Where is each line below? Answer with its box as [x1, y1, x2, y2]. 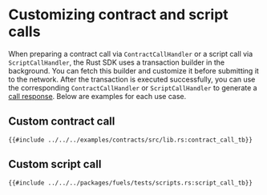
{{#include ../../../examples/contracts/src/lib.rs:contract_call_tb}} [8, 136, 253, 144]
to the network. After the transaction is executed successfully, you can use [8, 74, 256, 84]
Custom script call [8, 157, 102, 171]
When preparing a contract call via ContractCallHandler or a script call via [8, 49, 253, 58]
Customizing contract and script [8, 6, 229, 24]
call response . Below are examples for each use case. [8, 91, 187, 101]
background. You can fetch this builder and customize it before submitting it [8, 66, 259, 75]
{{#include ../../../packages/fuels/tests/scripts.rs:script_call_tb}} [8, 178, 253, 187]
